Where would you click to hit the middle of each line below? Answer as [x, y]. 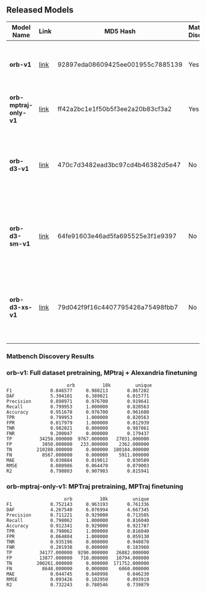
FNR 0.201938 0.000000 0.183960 [78, 548]
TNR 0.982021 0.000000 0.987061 [78, 428]
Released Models [40, 10]
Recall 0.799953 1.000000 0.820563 [78, 407]
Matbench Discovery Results [50, 356]
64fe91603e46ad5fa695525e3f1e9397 [117, 236]
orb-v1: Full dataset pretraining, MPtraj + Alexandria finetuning [102, 372]
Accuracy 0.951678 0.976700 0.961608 [78, 412]
